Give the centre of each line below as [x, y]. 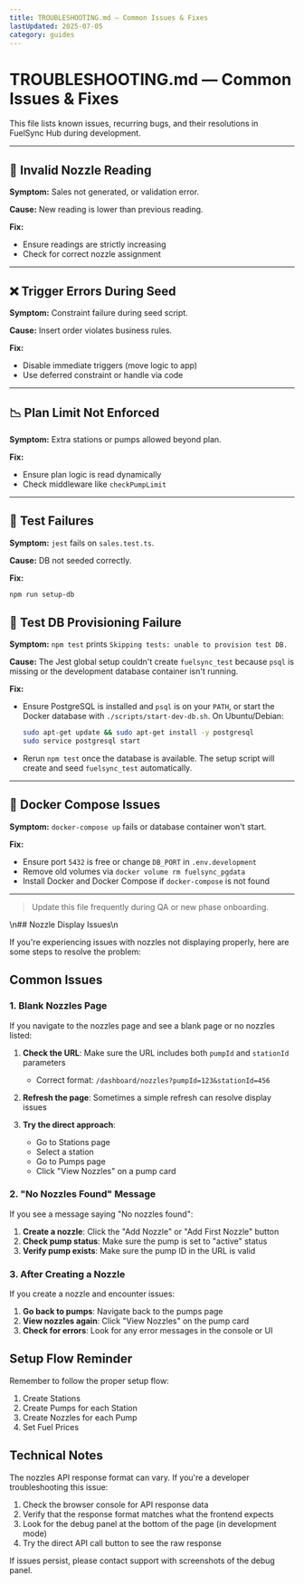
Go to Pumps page [71, 1161]
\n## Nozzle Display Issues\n [64, 925]
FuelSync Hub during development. [76, 133]
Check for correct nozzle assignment [91, 254]
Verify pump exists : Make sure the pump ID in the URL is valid [139, 1250]
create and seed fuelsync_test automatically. [107, 768]
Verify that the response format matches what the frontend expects [148, 1514]
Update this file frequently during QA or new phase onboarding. [150, 906]
